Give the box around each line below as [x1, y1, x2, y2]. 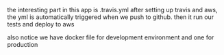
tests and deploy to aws [7, 20, 75, 28]
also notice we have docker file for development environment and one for [7, 33, 214, 41]
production [7, 41, 38, 48]
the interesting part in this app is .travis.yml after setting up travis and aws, [7, 6, 218, 14]
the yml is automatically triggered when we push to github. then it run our [7, 13, 214, 21]
